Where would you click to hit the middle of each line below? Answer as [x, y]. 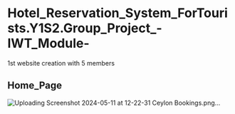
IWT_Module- [48, 43]
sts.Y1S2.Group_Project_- [85, 28]
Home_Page [35, 86]
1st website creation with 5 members [61, 63]
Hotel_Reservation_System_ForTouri [117, 13]
